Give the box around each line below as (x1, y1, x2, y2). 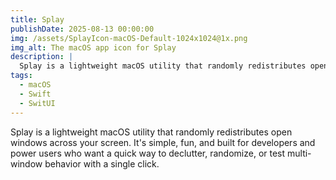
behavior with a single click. (44, 157, 160, 170)
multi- (286, 147, 312, 159)
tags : (10, 71, 33, 81)
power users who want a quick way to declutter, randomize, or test (10, 147, 286, 159)
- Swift (19, 89, 52, 99)
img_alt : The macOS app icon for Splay (10, 42, 177, 53)
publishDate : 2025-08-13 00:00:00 (10, 24, 155, 34)
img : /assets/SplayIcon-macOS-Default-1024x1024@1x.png (10, 33, 248, 43)
